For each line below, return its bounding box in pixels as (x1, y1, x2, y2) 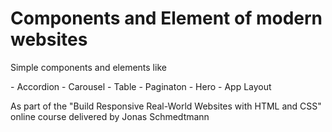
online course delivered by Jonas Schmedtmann (10, 110, 210, 122)
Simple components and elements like (10, 61, 167, 73)
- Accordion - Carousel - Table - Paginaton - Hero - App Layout (10, 80, 272, 92)
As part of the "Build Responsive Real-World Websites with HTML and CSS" (10, 100, 322, 112)
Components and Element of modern (10, 7, 323, 30)
